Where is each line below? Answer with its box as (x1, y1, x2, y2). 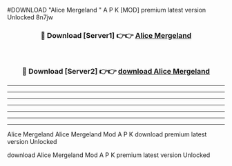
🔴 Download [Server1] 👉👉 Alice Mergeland (40, 30, 192, 40)
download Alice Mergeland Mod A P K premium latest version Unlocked (7, 151, 211, 159)
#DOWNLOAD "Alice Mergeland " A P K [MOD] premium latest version (7, 6, 206, 14)
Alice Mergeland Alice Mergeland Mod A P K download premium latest (7, 130, 207, 138)
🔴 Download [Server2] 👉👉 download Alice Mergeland (21, 67, 211, 76)
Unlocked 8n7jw (7, 13, 54, 21)
